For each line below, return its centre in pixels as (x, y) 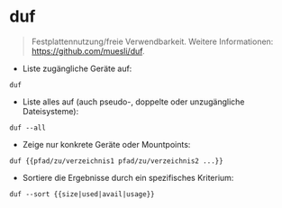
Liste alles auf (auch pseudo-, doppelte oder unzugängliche (133, 102)
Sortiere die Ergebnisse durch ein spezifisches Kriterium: (128, 177)
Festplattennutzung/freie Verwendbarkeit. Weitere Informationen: (152, 41)
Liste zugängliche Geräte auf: (77, 68)
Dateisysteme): (50, 111)
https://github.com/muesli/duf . (88, 50)
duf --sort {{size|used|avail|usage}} (82, 194)
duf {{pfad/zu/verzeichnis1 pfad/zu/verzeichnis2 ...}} (116, 161)
